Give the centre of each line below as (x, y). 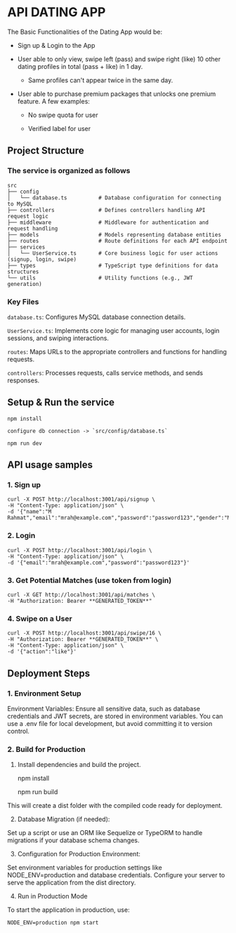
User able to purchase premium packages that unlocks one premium (117, 94)
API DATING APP (57, 12)
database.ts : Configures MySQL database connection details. (97, 317)
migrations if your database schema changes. (73, 840)
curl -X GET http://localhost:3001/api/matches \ (81, 595)
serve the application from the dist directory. (72, 883)
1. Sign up (24, 485)
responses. (24, 380)
